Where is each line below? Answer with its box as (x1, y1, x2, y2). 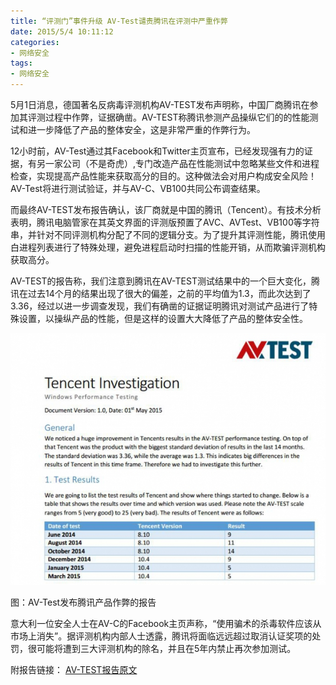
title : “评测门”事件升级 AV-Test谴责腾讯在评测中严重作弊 (10, 16, 228, 26)
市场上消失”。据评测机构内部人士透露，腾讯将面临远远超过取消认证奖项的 (10, 630, 313, 642)
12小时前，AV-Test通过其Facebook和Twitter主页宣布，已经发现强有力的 (10, 145, 305, 157)
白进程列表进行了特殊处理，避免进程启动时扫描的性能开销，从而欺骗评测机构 (10, 241, 326, 253)
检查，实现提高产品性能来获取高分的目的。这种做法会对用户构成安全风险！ (10, 170, 317, 182)
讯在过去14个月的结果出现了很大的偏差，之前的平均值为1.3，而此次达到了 (10, 288, 312, 299)
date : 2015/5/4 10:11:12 (10, 26, 114, 37)
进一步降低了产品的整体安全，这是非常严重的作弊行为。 (27, 124, 256, 135)
